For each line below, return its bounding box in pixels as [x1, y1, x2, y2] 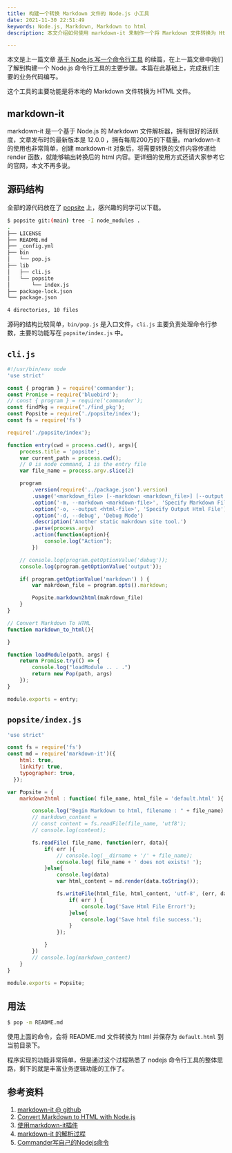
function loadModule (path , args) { [7, 651, 110, 658]
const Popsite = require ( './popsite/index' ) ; [7, 411, 140, 418]
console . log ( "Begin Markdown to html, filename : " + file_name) [32, 807, 224, 814]
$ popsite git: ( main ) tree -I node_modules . [7, 217, 140, 224]
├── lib [7, 262, 30, 269]
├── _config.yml [7, 243, 54, 250]
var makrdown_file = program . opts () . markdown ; [32, 582, 168, 589]
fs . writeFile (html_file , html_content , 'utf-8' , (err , [56, 890, 217, 897]
